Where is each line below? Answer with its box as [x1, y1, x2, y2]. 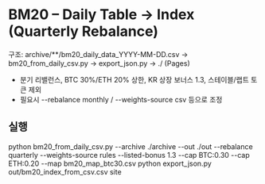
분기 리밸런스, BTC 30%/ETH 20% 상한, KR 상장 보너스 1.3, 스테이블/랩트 [19, 75, 249, 84]
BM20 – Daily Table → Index [8, 6, 195, 24]
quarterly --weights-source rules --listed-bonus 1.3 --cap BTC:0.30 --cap [8, 150, 251, 159]
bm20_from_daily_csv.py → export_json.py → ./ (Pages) [8, 58, 191, 68]
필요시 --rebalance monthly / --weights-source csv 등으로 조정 [19, 94, 223, 104]
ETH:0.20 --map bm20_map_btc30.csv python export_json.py [8, 159, 212, 168]
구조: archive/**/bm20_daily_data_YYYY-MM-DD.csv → [8, 49, 189, 59]
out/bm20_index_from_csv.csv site [8, 167, 122, 176]
